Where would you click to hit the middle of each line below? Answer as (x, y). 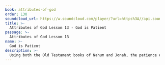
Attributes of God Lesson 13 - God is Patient (58, 28)
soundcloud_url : (22, 19)
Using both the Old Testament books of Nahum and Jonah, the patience (83, 55)
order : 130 (16, 14)
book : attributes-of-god (30, 10)
